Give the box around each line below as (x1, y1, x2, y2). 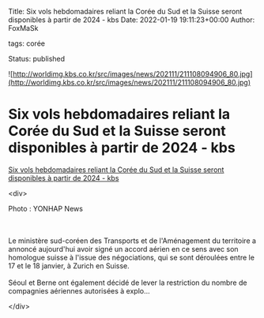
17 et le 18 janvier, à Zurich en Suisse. (8, 260, 130, 271)
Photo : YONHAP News (8, 204, 83, 213)
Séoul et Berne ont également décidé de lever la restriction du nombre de (8, 278, 247, 287)
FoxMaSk (8, 24, 39, 32)
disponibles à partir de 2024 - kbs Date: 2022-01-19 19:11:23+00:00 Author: (8, 15, 255, 24)
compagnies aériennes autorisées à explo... (8, 286, 150, 295)
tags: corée (8, 39, 46, 48)
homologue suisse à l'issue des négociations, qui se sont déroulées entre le (8, 253, 255, 262)
